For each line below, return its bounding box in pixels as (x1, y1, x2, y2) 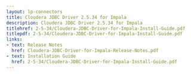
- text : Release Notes (6, 42, 63, 48)
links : (6, 36, 23, 42)
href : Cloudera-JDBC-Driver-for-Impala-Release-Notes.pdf (11, 48, 159, 54)
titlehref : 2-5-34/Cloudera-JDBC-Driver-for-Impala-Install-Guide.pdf (6, 25, 186, 32)
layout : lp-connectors (6, 8, 63, 15)
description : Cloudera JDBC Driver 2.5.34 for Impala (6, 20, 143, 26)
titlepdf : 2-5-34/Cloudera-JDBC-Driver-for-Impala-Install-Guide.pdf (6, 31, 183, 37)
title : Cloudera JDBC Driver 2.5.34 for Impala (6, 14, 127, 20)
